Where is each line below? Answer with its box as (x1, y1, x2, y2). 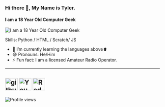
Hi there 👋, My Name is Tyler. (5, 4, 76, 11)
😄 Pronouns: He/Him (12, 51, 55, 58)
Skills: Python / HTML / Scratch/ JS (5, 37, 77, 43)
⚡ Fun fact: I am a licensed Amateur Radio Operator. (12, 57, 117, 63)
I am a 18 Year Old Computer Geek (5, 17, 76, 22)
